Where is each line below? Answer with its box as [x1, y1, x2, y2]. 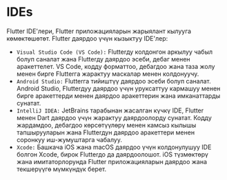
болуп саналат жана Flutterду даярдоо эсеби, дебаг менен [16, 54, 190, 63]
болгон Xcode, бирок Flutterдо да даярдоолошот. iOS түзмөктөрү [16, 150, 208, 159]
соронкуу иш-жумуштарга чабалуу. [16, 135, 122, 143]
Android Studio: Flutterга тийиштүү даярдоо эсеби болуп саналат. [16, 77, 211, 85]
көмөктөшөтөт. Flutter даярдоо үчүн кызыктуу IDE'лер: [6, 34, 168, 42]
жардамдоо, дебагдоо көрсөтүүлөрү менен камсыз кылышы [16, 121, 197, 129]
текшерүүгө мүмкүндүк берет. [16, 165, 107, 173]
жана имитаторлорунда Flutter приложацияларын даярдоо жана [16, 157, 208, 166]
